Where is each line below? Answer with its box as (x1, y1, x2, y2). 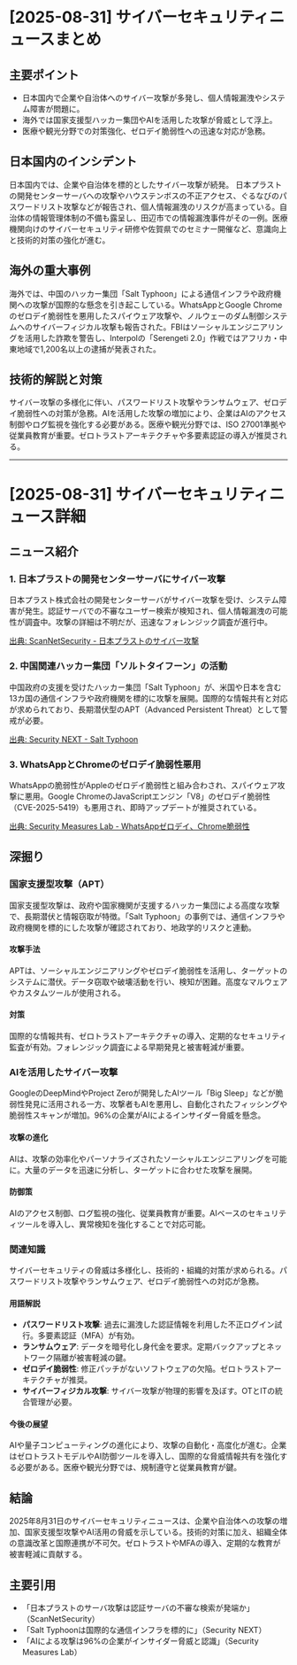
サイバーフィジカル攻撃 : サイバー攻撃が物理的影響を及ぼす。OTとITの (21, 1386, 276, 1397)
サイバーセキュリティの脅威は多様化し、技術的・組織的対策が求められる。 (9, 1265, 280, 1275)
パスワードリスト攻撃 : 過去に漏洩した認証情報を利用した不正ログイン (21, 1320, 275, 1330)
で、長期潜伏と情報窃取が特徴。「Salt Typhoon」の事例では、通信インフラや (9, 910, 286, 921)
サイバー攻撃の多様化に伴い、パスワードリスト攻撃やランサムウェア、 (9, 397, 264, 407)
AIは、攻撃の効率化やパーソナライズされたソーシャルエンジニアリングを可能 (9, 1153, 287, 1164)
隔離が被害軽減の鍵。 (52, 1352, 131, 1363)
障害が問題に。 (29, 104, 85, 114)
